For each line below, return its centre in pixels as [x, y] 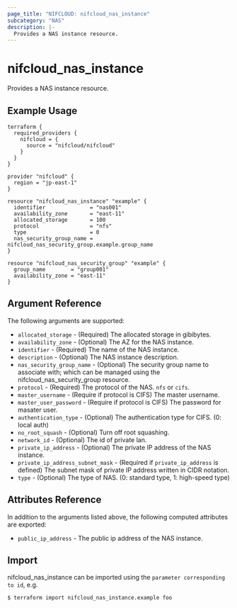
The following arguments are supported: [66, 320]
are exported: [27, 524]
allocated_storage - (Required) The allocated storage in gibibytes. [114, 334]
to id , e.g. [23, 585]
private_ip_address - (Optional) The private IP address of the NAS [114, 447]
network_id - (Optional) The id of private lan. [82, 439]
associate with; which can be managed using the [89, 372]
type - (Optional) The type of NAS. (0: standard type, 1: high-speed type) [123, 477]
